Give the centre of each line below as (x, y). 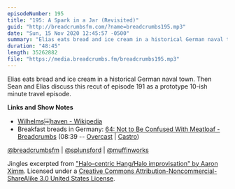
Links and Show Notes (40, 107)
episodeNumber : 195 (36, 14)
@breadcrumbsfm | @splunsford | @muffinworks (78, 150)
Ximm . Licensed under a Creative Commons (71, 171)
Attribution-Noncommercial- (176, 171)
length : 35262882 (33, 53)
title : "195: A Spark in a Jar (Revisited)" (73, 20)
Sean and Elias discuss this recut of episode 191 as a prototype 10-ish (107, 86)
